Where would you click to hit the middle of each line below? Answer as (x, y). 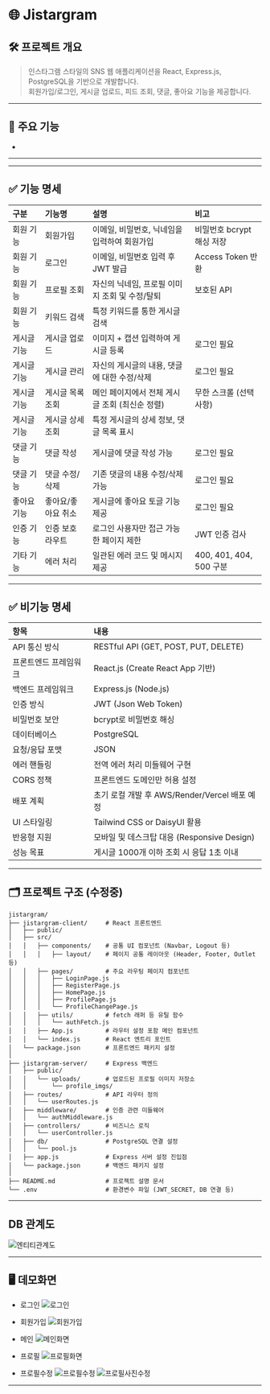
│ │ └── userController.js (61, 1133)
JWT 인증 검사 (221, 534)
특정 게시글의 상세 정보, (133, 419)
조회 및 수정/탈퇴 (131, 295)
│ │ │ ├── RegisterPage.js (64, 986)
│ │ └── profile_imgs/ (61, 1087)
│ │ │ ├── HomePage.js (57, 993)
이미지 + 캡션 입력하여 (131, 338)
